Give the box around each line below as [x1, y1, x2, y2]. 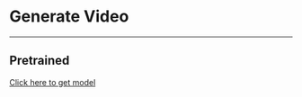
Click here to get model [9, 76, 96, 87]
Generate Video [9, 6, 129, 27]
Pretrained [9, 53, 70, 68]
